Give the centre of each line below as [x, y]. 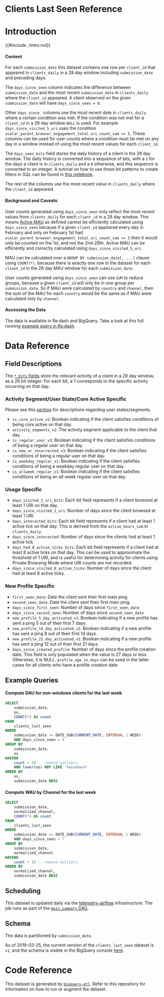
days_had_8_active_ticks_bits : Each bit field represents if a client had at [85, 547]
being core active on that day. [42, 425]
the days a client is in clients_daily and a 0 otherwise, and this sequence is [82, 164]
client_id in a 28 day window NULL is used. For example [62, 123]
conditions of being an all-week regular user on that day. [69, 477]
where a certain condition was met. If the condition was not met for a [75, 118]
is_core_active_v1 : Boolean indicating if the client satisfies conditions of [85, 419]
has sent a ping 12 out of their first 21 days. [56, 644]
